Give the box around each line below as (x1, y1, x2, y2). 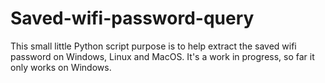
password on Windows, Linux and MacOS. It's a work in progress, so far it (10, 50, 315, 62)
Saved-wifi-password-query (10, 7, 255, 30)
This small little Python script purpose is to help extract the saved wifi (10, 40, 297, 52)
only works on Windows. (10, 61, 112, 73)
